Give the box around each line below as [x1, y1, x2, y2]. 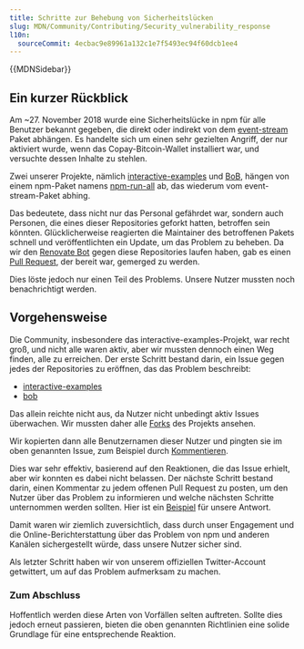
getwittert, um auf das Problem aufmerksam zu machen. [9, 566, 221, 577]
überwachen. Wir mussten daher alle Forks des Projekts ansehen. [9, 417, 257, 428]
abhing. [62, 191, 91, 201]
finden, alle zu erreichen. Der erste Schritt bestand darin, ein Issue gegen [9, 353, 285, 365]
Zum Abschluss [9, 589, 81, 602]
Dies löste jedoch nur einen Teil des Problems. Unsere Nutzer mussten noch [9, 274, 296, 285]
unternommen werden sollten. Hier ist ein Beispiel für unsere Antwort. [9, 501, 271, 512]
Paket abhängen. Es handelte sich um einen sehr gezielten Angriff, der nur [9, 134, 289, 145]
